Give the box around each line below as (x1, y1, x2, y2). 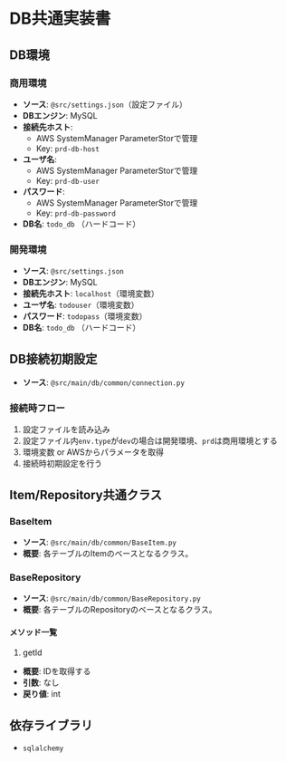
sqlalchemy (22, 744, 64, 753)
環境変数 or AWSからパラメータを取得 (22, 447, 165, 458)
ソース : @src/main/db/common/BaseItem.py (22, 536, 177, 547)
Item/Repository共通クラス (9, 487, 163, 503)
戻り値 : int (22, 689, 62, 699)
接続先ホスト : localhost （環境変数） (22, 288, 160, 299)
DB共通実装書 (9, 8, 111, 29)
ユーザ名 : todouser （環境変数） (22, 300, 139, 311)
